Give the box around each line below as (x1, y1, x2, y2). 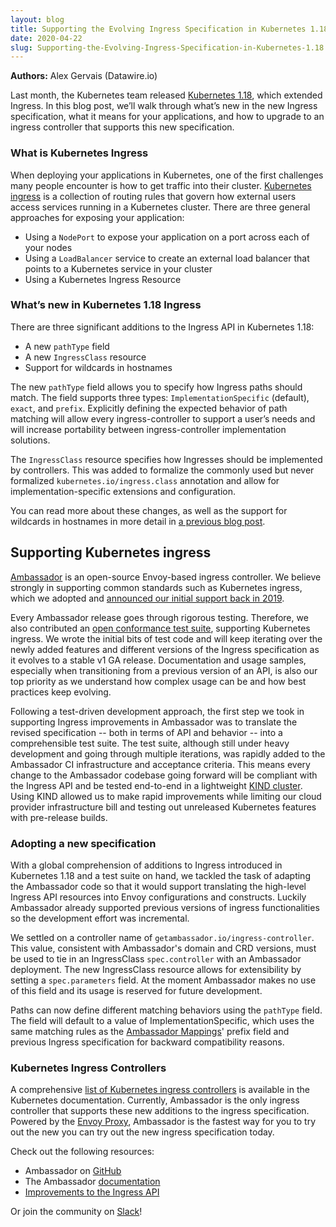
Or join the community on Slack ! (10, 1206, 143, 1218)
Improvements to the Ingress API (24, 1186, 160, 1198)
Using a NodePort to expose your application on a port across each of (24, 231, 310, 243)
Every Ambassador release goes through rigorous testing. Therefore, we (10, 611, 309, 623)
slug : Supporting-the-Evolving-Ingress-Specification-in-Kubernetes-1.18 (10, 42, 325, 53)
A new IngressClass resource (24, 351, 147, 363)
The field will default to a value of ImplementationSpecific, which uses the (10, 1014, 315, 1026)
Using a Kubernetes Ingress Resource (24, 273, 182, 285)
